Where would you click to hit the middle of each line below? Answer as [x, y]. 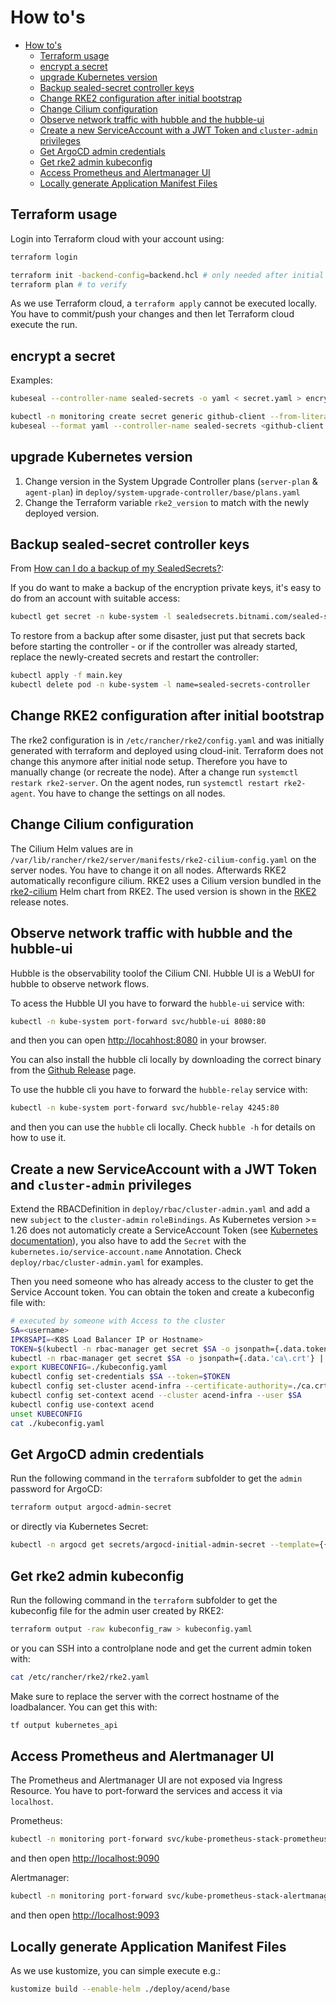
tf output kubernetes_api [64, 1725]
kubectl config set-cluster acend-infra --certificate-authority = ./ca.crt [169, 1386]
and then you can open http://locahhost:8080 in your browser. [138, 1040]
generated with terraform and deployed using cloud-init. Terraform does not [167, 750]
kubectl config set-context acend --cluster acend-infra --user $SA [156, 1396]
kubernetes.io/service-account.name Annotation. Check [126, 1252]
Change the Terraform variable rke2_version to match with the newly [167, 502]
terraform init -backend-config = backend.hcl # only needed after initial [167, 275]
